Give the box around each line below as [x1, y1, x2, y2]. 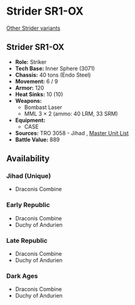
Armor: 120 [15, 84, 44, 91]
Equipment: [15, 116, 46, 124]
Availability [6, 153, 50, 164]
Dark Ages [6, 272, 38, 280]
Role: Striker [15, 58, 47, 65]
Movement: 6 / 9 [15, 77, 58, 85]
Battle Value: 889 [15, 136, 60, 143]
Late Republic [6, 236, 47, 245]
